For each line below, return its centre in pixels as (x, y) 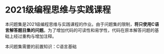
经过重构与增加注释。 (35, 36)
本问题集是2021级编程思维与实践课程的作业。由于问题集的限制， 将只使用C (80, 24)
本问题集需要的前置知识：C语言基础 (41, 46)
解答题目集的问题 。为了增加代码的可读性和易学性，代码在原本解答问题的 (82, 30)
